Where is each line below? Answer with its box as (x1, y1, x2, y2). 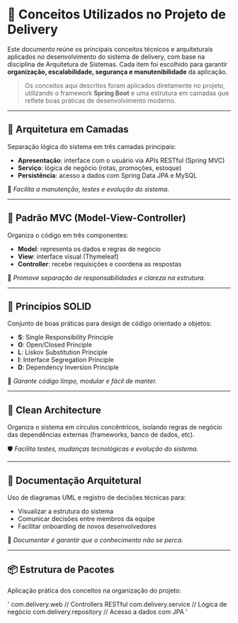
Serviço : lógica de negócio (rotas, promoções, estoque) (17, 163, 182, 172)
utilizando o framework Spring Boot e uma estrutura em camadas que (24, 89, 229, 97)
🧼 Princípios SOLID (7, 301, 92, 313)
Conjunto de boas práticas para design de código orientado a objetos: (7, 319, 212, 328)
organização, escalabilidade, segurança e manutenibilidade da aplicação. (7, 67, 228, 76)
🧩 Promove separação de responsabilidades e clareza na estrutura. (7, 273, 205, 282)
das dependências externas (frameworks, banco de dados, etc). (7, 430, 195, 439)
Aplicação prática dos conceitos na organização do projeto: (7, 586, 182, 595)
